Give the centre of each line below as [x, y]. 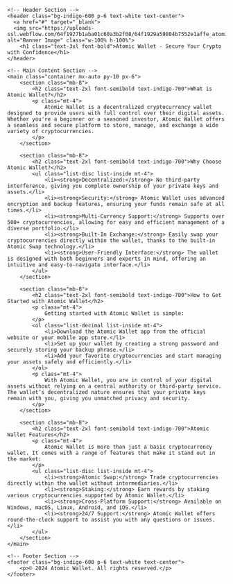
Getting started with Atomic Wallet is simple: [114, 314]
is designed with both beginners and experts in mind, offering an [107, 259]
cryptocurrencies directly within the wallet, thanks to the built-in [111, 241]
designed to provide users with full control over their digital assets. [116, 113]
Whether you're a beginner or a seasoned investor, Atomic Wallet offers [116, 119]
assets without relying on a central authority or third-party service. [114, 386]
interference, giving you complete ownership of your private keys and [113, 186]
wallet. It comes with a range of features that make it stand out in [111, 453]
